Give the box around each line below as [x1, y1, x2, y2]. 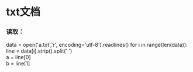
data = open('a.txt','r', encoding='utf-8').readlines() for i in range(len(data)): [6, 42, 188, 49]
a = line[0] [6, 54, 31, 61]
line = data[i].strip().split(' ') [6, 47, 73, 54]
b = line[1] [6, 60, 30, 67]
